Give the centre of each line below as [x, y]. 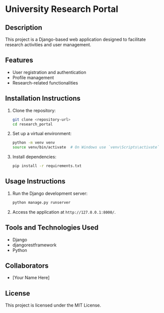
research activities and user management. [48, 45]
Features [19, 60]
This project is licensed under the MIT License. [53, 305]
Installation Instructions [43, 99]
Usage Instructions [35, 182]
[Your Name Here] [31, 278]
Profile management [33, 78]
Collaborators [27, 266]
